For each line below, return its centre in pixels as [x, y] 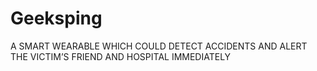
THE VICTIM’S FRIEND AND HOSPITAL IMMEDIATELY [121, 56]
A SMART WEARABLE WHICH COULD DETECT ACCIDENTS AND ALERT [159, 46]
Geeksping [56, 18]
